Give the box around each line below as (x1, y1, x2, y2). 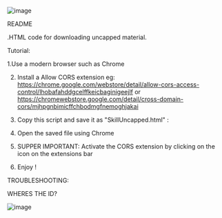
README (7, 20, 33, 28)
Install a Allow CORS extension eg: (17, 73, 115, 81)
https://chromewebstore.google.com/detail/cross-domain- (17, 95, 184, 103)
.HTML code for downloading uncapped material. (7, 33, 147, 41)
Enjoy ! (17, 163, 37, 171)
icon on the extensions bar (17, 150, 93, 157)
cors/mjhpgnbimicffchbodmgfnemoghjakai (17, 102, 139, 110)
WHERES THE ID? (7, 190, 57, 197)
